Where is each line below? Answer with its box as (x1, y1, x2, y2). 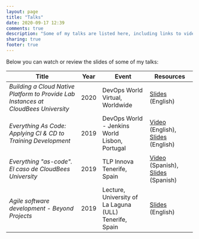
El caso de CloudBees (9, 165, 70, 173)
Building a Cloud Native (9, 82, 75, 90)
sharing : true (6, 36, 41, 42)
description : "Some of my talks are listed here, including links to (6, 31, 182, 37)
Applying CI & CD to (9, 129, 65, 137)
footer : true (6, 42, 38, 48)
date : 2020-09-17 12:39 (6, 20, 65, 26)
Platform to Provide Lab (9, 90, 75, 98)
